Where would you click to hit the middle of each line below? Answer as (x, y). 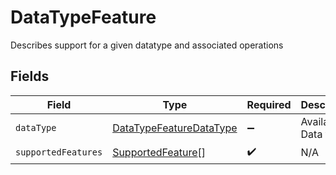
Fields (30, 76)
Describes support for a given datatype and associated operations (147, 45)
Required (269, 104)
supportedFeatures (59, 152)
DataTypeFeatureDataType (175, 128)
